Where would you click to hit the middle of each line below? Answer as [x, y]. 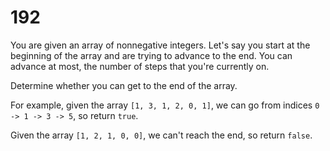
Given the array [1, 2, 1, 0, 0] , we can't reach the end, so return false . [161, 135]
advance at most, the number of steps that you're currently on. [140, 66]
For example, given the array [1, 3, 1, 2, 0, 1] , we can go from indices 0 [165, 105]
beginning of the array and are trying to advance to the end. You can [151, 55]
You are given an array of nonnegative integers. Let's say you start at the [160, 45]
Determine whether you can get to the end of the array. [124, 85]
